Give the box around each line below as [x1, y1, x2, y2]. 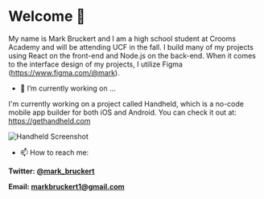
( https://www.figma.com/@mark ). [8, 67, 120, 77]
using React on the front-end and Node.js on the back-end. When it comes [8, 51, 256, 60]
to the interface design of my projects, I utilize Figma [8, 59, 184, 69]
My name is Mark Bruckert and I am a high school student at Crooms [8, 34, 236, 43]
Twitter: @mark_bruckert [8, 166, 95, 176]
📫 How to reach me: [19, 148, 89, 157]
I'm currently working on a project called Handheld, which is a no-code [8, 99, 244, 108]
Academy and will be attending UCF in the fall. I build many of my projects [8, 42, 254, 51]
